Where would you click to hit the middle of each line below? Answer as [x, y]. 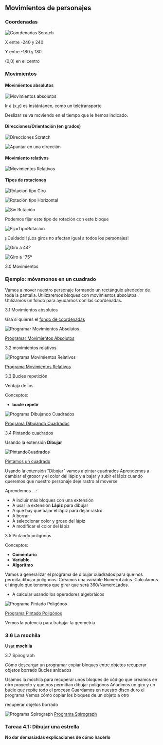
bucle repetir [25, 404]
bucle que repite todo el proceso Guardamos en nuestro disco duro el [75, 690]
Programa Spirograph [76, 714]
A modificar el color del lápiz [41, 526]
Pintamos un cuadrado [28, 461]
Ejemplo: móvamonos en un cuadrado [51, 279]
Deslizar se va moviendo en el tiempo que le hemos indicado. [66, 115]
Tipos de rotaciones [26, 180]
